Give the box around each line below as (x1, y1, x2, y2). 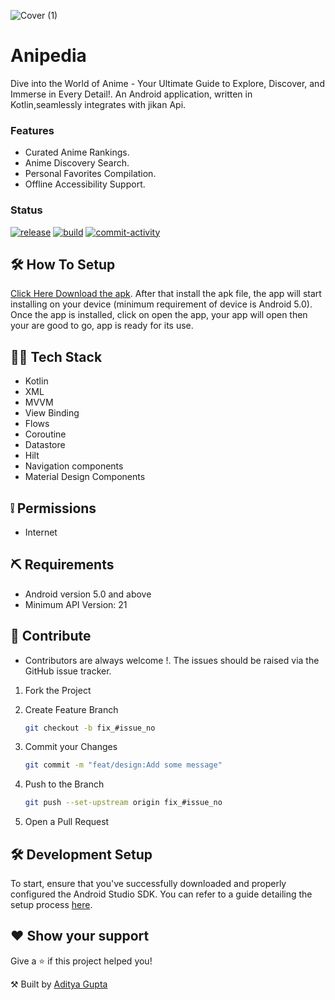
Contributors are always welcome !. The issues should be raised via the (24, 654, 320, 666)
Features (10, 123, 55, 137)
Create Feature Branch (24, 703, 119, 715)
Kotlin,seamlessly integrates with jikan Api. (10, 98, 187, 110)
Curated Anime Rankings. (24, 146, 130, 159)
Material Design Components (24, 471, 146, 483)
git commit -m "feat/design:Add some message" (24, 760, 223, 770)
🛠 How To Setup (10, 256, 116, 273)
